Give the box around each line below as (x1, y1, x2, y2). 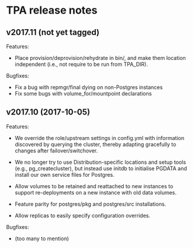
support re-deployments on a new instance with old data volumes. (14, 189, 177, 196)
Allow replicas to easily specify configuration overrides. (14, 212, 151, 219)
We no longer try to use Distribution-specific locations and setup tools (14, 158, 186, 166)
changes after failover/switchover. (14, 147, 98, 154)
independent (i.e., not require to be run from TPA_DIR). (14, 61, 148, 68)
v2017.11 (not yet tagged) (6, 27, 99, 37)
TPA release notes (6, 4, 98, 17)
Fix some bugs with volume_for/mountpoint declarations (14, 90, 152, 97)
